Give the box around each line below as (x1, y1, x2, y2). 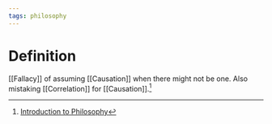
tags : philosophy (8, 11, 67, 20)
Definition (8, 46, 77, 65)
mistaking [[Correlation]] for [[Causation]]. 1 (8, 82, 152, 93)
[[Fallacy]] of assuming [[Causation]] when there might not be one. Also (8, 74, 249, 83)
